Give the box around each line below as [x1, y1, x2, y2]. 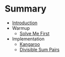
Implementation [12, 36, 45, 42]
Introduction [12, 20, 38, 26]
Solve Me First [19, 30, 50, 36]
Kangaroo [19, 41, 40, 47]
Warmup [12, 25, 30, 31]
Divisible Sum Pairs [19, 46, 60, 52]
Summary [5, 3, 46, 15]
